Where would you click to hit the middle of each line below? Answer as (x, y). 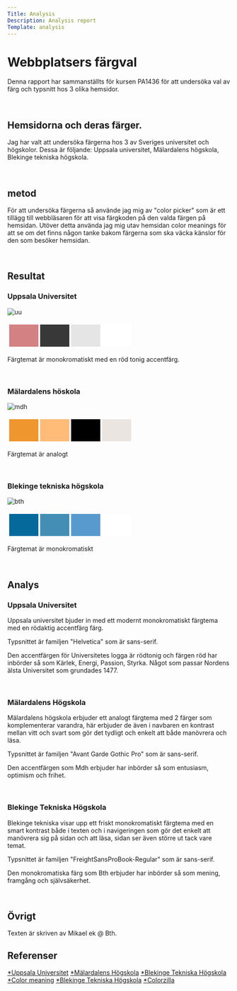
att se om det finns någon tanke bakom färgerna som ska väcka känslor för (117, 233)
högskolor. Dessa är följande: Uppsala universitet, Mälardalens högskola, (113, 150)
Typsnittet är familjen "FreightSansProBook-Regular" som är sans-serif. (111, 859)
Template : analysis (36, 27)
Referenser (33, 955)
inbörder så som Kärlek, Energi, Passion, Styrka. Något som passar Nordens (118, 663)
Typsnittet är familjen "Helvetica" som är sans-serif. (82, 641)
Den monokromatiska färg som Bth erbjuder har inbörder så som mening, (114, 873)
